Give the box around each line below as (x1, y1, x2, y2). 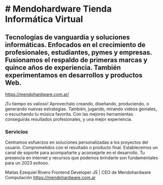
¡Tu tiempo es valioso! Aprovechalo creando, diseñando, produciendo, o (5, 101, 149, 106)
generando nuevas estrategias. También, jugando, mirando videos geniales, (5, 106, 157, 112)
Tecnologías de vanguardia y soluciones (5, 33, 130, 41)
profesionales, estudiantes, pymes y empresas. (5, 48, 152, 56)
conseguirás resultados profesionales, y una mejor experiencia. (5, 117, 132, 122)
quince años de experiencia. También (5, 63, 121, 71)
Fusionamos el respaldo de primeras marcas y (5, 56, 147, 64)
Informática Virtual (5, 14, 83, 25)
